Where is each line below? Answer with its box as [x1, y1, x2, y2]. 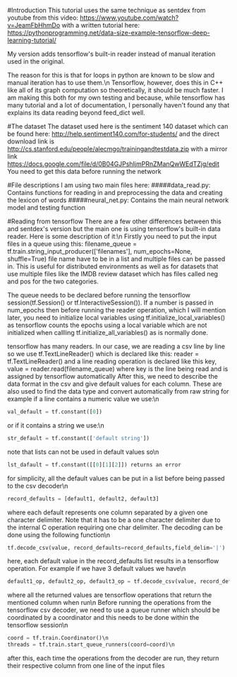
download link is [7, 137, 55, 146]
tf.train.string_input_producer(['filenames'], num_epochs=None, [7, 247, 193, 255]
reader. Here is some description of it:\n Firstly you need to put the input [7, 232, 217, 240]
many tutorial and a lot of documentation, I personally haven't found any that [7, 101, 230, 109]
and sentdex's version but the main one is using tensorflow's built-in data [7, 225, 221, 232]
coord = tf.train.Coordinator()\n [7, 635, 109, 642]
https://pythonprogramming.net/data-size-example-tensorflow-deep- [7, 28, 210, 37]
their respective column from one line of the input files [7, 661, 165, 670]
